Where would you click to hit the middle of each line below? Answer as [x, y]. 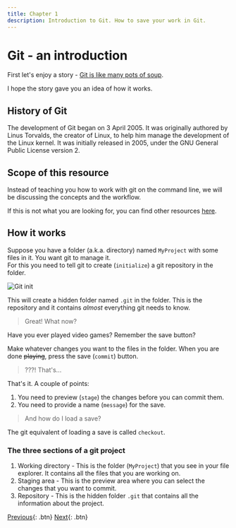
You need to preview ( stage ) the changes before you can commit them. [120, 397]
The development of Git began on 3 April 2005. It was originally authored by [118, 128]
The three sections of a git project [66, 450]
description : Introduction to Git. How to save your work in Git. [107, 20]
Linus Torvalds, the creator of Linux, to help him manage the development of [118, 136]
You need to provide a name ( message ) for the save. [92, 404]
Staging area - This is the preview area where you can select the [111, 481]
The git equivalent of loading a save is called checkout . [86, 432]
